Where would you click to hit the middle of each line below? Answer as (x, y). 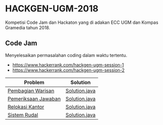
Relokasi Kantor (26, 107)
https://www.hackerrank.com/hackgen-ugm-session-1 (68, 64)
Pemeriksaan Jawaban (34, 99)
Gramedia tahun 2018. (28, 27)
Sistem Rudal (23, 115)
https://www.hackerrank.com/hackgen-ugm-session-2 (69, 70)
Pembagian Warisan (31, 91)
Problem (34, 82)
